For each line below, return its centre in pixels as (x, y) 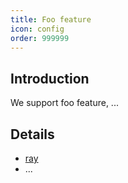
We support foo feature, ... (64, 103)
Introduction (50, 78)
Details (32, 134)
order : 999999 (40, 38)
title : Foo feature (51, 19)
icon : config (37, 29)
